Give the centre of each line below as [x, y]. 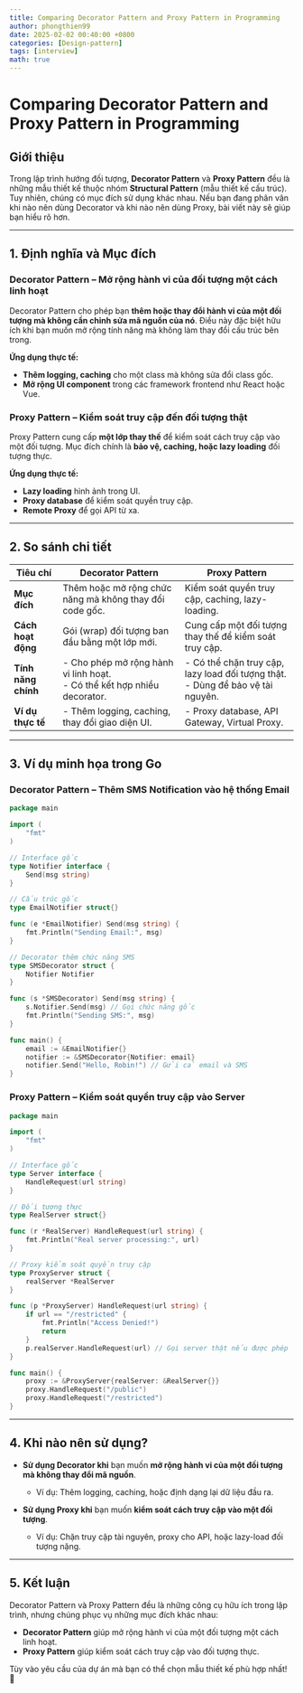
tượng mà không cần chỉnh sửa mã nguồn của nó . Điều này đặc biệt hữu [145, 320]
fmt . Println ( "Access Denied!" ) [101, 1323]
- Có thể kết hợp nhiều [111, 685]
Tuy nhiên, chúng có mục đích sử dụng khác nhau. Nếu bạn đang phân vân [149, 198]
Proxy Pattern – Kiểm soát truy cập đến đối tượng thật [129, 417]
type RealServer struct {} [58, 1215]
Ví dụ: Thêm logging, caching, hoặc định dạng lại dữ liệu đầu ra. [155, 1491]
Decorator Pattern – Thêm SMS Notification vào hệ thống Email [150, 790]
